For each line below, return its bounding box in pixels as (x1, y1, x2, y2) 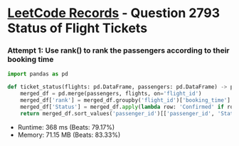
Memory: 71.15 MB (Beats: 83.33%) (17, 130, 121, 139)
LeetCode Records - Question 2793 (7, 5, 221, 21)
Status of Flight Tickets (7, 20, 148, 36)
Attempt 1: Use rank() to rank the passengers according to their (7, 46, 230, 56)
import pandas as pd (7, 71, 69, 78)
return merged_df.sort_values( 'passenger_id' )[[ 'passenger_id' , (20, 110, 215, 117)
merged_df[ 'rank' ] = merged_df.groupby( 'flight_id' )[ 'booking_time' (20, 97, 228, 104)
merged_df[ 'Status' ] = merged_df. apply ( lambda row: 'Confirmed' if (20, 103, 224, 110)
